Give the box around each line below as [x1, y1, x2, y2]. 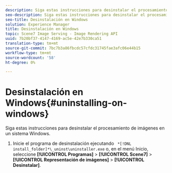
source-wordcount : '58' [5, 55, 56, 60]
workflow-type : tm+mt [5, 50, 52, 55]
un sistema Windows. [5, 131, 51, 137]
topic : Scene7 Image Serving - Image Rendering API [5, 31, 118, 36]
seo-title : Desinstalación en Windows [5, 17, 88, 22]
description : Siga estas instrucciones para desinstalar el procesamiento [5, 7, 168, 13]
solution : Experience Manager [5, 21, 70, 27]
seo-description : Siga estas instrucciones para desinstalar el [5, 12, 145, 17]
